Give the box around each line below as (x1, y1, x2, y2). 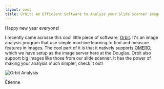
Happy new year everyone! (5, 25, 60, 31)
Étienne (5, 79, 20, 85)
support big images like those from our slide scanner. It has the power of (5, 55, 151, 61)
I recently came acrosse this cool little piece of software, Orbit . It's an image (5, 35, 159, 40)
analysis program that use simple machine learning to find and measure (5, 39, 149, 45)
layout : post (5, 7, 32, 12)
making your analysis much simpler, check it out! (5, 60, 103, 66)
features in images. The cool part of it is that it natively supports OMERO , (5, 45, 152, 51)
